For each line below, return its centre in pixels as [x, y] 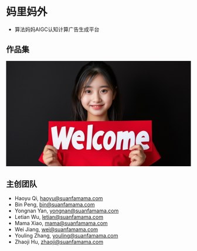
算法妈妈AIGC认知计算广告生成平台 [57, 29]
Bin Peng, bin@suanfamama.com [55, 205]
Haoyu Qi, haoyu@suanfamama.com [59, 198]
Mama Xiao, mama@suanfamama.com [61, 224]
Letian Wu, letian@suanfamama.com [59, 217]
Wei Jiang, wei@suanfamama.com [56, 229]
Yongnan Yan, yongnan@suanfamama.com [67, 211]
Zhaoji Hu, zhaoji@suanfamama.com [59, 242]
